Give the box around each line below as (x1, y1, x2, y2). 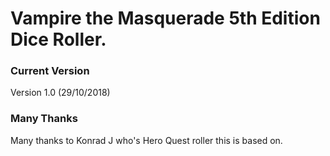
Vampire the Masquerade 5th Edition (10, 7, 321, 30)
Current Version (10, 64, 90, 78)
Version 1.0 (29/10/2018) (10, 87, 111, 99)
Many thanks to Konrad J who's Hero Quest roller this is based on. (10, 134, 283, 146)
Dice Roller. (10, 28, 107, 51)
